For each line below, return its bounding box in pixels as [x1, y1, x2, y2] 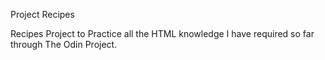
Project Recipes [10, 9, 75, 20]
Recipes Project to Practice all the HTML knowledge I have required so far [10, 28, 315, 39]
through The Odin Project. [10, 39, 118, 50]
